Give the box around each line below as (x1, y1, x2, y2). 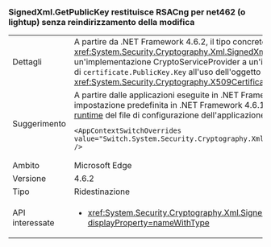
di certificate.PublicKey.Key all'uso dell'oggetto (73, 67, 261, 78)
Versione (12, 173, 47, 184)
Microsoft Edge (73, 160, 132, 171)
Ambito (12, 160, 40, 171)
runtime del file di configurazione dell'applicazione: (73, 109, 268, 121)
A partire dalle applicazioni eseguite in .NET (73, 89, 240, 101)
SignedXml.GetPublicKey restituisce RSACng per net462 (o (8, 6, 246, 18)
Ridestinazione (73, 186, 131, 197)
